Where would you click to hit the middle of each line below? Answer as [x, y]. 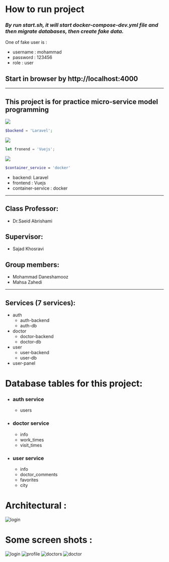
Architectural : [36, 506]
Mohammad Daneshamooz [40, 277]
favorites [29, 480]
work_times [32, 439]
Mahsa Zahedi [27, 282]
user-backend [34, 352]
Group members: [32, 265]
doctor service [31, 423]
